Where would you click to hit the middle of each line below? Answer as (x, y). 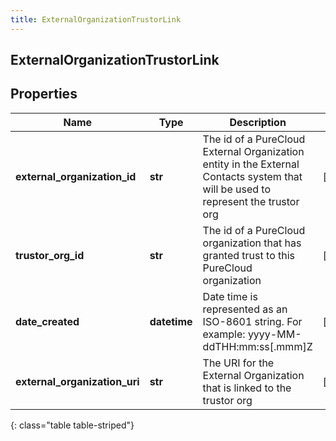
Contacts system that (252, 176)
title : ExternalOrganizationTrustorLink (96, 19)
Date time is (230, 296)
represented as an (245, 309)
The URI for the (238, 363)
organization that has (252, 243)
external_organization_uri (77, 381)
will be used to (237, 189)
